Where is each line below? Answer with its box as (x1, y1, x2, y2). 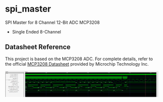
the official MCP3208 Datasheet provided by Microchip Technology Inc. (5, 61, 149, 67)
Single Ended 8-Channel (12, 29, 62, 34)
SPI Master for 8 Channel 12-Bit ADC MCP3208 (5, 19, 100, 25)
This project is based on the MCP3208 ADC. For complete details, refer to (5, 56, 153, 62)
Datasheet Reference (5, 43, 71, 51)
